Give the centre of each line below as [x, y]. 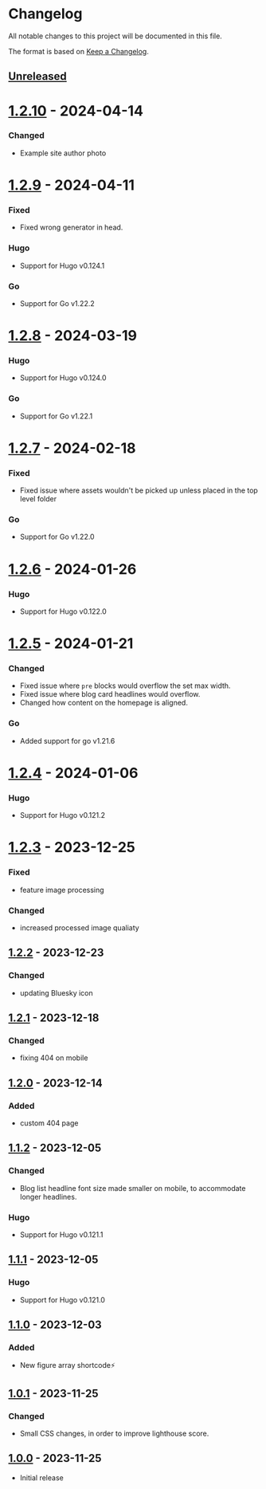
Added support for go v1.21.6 [67, 741]
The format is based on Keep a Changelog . [78, 51]
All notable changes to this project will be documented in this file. [115, 36]
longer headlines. [48, 1196]
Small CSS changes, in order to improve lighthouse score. [114, 1434]
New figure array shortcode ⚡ [67, 1365]
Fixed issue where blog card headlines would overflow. [110, 694]
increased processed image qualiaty [79, 927]
